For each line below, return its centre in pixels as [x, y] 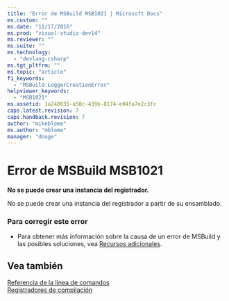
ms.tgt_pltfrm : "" [34, 65]
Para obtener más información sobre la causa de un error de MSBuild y [119, 236]
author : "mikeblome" [37, 123]
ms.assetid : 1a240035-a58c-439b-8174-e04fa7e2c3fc [82, 104]
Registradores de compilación [50, 290]
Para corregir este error [48, 222]
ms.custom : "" [28, 20]
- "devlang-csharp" [42, 59]
